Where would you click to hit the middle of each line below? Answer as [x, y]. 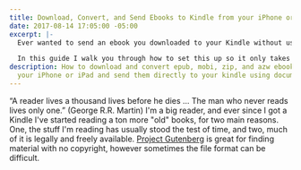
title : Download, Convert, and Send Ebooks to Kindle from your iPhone [146, 17]
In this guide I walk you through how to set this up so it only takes [154, 59]
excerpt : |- [31, 34]
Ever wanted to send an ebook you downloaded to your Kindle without [150, 42]
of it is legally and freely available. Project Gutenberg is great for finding [142, 139]
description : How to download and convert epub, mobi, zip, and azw [140, 67]
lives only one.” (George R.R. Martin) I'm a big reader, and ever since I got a [148, 110]
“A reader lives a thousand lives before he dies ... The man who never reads [149, 100]
